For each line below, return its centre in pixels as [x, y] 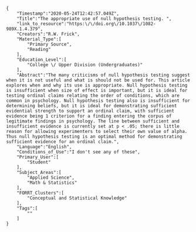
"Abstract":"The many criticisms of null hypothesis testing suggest [104, 75]
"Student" [39, 162]
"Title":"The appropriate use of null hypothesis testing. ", [94, 19]
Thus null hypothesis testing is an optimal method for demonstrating [94, 137]
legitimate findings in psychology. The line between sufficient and [93, 121]
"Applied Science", [51, 178]
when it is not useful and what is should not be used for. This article [98, 80]
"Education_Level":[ [42, 60]
